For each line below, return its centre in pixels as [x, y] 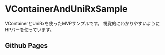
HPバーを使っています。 [30, 30]
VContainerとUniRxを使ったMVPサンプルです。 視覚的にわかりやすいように [83, 23]
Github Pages [27, 46]
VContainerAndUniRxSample [66, 9]
